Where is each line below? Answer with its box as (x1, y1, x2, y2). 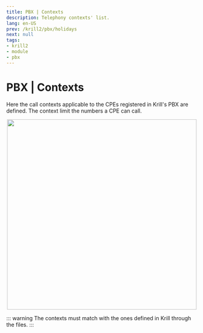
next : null (6, 32, 34, 38)
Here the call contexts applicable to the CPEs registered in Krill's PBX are (6, 100, 189, 108)
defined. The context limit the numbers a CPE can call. (6, 107, 142, 114)
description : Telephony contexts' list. (6, 15, 110, 21)
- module (6, 49, 28, 55)
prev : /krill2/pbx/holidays (6, 26, 78, 32)
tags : (6, 37, 20, 43)
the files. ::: (6, 321, 35, 328)
